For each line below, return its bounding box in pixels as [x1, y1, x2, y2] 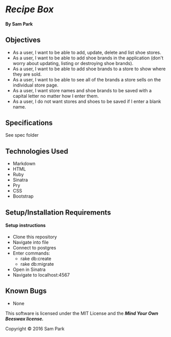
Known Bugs [5, 287, 47, 296]
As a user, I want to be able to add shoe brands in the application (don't [12, 55, 164, 61]
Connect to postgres [12, 244, 56, 250]
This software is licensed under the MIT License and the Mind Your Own [5, 310, 159, 316]
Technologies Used [5, 147, 68, 156]
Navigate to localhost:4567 [12, 271, 70, 278]
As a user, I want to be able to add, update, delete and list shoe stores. [12, 49, 161, 55]
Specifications [5, 118, 53, 127]
